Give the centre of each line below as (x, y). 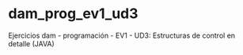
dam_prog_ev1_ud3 (73, 14)
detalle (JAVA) (32, 43)
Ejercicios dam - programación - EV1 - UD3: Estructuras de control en (122, 35)
